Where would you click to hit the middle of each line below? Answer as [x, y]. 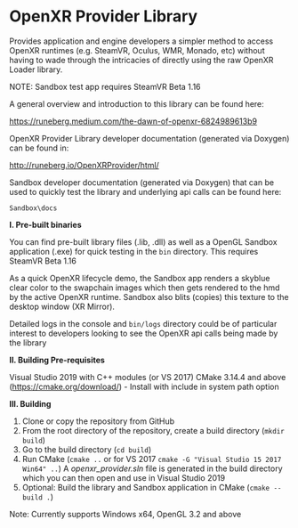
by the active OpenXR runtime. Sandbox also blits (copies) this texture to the [149, 296]
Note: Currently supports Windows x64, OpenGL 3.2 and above [125, 514]
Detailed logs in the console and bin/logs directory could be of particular [143, 323]
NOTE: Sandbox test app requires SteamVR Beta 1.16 [105, 86]
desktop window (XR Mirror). [62, 306]
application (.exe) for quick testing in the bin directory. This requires [134, 251]
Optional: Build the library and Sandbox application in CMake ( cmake [146, 487]
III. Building [30, 403]
